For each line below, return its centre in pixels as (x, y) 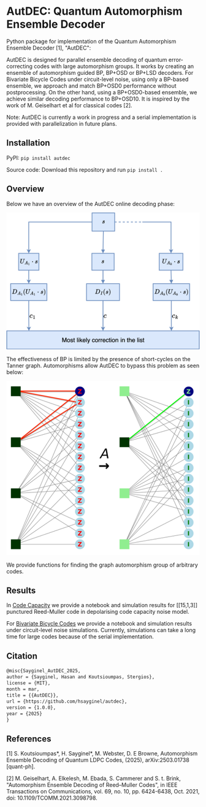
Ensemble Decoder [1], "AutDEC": (49, 48)
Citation (22, 656)
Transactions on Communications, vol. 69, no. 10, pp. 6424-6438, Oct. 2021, (103, 792)
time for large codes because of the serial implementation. (80, 637)
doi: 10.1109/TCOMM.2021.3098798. (52, 798)
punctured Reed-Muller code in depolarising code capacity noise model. (98, 612)
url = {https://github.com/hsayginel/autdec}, (67, 702)
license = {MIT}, (29, 683)
